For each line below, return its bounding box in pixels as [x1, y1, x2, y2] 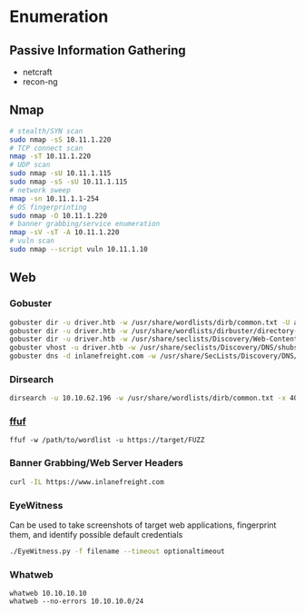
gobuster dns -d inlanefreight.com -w [9, 352, 156, 361]
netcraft [22, 66, 53, 77]
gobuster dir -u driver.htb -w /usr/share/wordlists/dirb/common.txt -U [9, 318, 290, 327]
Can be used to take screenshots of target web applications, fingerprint [9, 520, 277, 530]
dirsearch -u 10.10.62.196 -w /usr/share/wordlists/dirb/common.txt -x [9, 393, 286, 403]
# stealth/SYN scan [9, 126, 84, 135]
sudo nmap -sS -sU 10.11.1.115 [9, 177, 128, 187]
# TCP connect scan [9, 144, 84, 153]
